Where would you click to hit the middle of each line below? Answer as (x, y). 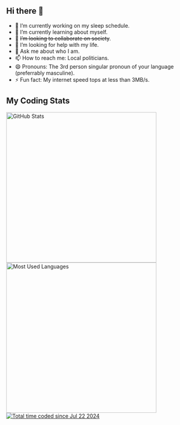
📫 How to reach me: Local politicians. (62, 58)
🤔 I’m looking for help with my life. (57, 44)
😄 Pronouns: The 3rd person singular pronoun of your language (94, 66)
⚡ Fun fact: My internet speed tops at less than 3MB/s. (82, 79)
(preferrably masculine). (45, 73)
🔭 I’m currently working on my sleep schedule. (72, 25)
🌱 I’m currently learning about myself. (61, 32)
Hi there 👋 (25, 11)
